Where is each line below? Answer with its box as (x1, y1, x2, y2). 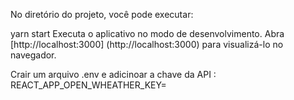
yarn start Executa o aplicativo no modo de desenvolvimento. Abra (10, 28, 285, 39)
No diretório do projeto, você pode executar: (10, 9, 194, 20)
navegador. (10, 49, 57, 61)
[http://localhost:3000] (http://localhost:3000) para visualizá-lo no (10, 39, 284, 50)
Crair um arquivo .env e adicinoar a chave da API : (10, 69, 217, 80)
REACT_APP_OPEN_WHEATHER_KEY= (10, 79, 167, 91)
